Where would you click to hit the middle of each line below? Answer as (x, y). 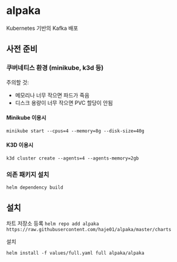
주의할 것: (18, 82)
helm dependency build (35, 188)
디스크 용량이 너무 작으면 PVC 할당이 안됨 (64, 102)
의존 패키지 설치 (28, 175)
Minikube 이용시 (26, 118)
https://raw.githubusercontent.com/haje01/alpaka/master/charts (89, 230)
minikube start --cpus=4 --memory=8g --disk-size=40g (76, 131)
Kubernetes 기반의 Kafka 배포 (42, 28)
